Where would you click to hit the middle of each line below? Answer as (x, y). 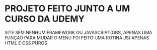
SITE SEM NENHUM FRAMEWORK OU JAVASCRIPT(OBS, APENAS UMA (78, 32)
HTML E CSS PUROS (26, 43)
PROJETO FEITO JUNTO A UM (67, 9)
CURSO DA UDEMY (45, 19)
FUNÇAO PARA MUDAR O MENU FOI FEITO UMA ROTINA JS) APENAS (77, 38)
